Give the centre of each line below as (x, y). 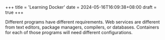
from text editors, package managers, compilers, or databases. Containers (82, 27)
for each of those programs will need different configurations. (69, 32)
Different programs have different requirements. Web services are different (82, 22)
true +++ (15, 12)
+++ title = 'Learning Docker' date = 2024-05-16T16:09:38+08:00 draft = (81, 7)
